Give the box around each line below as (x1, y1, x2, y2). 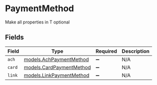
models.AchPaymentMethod (23, 56, 89, 63)
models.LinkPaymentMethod (23, 72, 90, 79)
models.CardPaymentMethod (23, 64, 91, 71)
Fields (5, 33, 24, 42)
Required (96, 47, 118, 54)
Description (121, 47, 150, 54)
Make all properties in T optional (5, 19, 70, 25)
